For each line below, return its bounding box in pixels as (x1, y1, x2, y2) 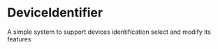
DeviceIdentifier (7, 5, 103, 21)
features (7, 35, 31, 43)
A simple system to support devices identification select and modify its (7, 28, 211, 36)
